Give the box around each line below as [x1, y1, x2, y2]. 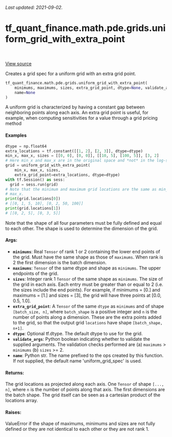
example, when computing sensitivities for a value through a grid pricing [5, 115, 158, 121]
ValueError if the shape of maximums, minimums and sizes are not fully [5, 421, 155, 427]
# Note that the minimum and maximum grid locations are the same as [5, 187, 157, 192]
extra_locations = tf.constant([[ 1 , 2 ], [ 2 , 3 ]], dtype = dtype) [5, 149, 143, 154]
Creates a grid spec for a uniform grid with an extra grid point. [5, 70, 137, 77]
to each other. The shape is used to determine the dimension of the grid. [5, 225, 158, 231]
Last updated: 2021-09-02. [5, 5, 63, 10]
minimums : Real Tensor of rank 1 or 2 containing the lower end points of [12, 248, 160, 254]
